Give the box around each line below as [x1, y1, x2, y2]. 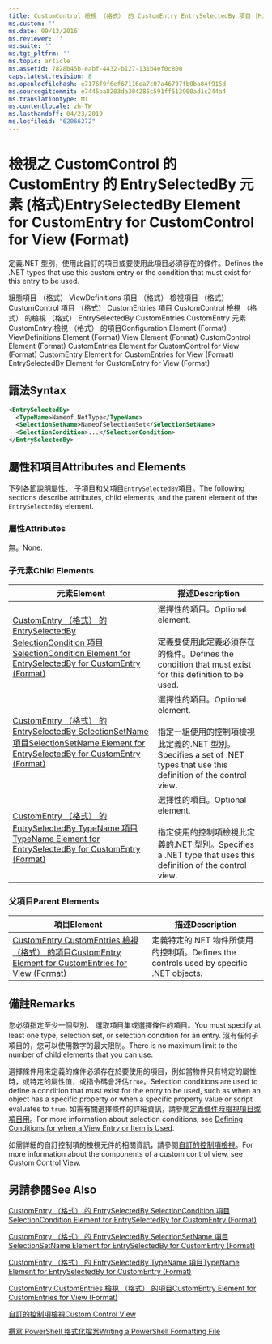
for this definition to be [157, 669, 244, 681]
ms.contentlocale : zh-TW [8, 102, 92, 110]
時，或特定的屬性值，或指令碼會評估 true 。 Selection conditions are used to [8, 1076, 258, 1086]
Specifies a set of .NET [157, 749, 244, 761]
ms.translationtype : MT [8, 95, 89, 103]
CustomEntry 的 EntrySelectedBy [8, 175, 237, 194]
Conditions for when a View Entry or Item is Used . [8, 1123, 175, 1132]
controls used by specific [151, 957, 249, 968]
